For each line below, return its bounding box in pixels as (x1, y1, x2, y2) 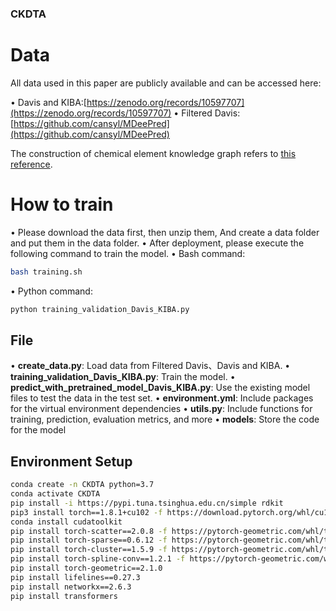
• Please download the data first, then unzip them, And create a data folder (10, 226, 320, 238)
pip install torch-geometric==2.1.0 (10, 563, 163, 574)
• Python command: (10, 285, 93, 297)
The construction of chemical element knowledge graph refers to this (10, 147, 297, 159)
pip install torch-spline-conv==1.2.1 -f (10, 554, 186, 564)
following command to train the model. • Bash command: (10, 247, 246, 259)
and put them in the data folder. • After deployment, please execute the (10, 237, 305, 249)
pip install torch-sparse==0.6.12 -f (10, 535, 168, 546)
